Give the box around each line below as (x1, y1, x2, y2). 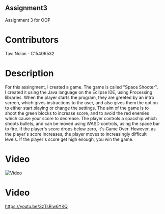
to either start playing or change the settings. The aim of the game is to (5, 105, 149, 111)
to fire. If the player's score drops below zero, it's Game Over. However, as (5, 125, 156, 132)
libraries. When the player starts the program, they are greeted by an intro (5, 94, 155, 100)
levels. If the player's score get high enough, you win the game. (5, 136, 134, 142)
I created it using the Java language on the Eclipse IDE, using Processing (5, 89, 153, 95)
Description (5, 67, 54, 79)
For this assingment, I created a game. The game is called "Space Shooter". (5, 84, 158, 90)
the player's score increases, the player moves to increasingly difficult (5, 131, 147, 137)
